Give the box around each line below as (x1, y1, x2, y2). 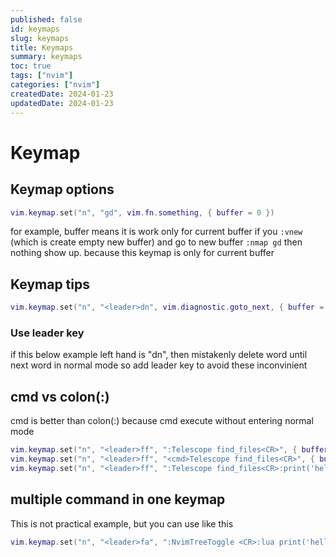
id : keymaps (10, 24, 60, 34)
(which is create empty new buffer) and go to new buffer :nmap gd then (10, 236, 303, 248)
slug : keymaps (10, 33, 70, 43)
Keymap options (10, 181, 115, 198)
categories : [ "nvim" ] (10, 80, 101, 90)
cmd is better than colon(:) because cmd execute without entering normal (10, 415, 314, 427)
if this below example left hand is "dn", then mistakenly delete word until (10, 349, 308, 361)
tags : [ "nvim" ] (10, 71, 74, 81)
